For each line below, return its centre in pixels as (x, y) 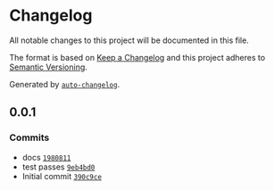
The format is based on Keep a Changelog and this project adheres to (137, 57)
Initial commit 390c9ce (62, 176)
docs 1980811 (46, 157)
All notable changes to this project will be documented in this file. (129, 40)
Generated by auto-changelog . (65, 84)
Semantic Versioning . (48, 67)
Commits (29, 137)
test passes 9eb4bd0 (58, 167)
